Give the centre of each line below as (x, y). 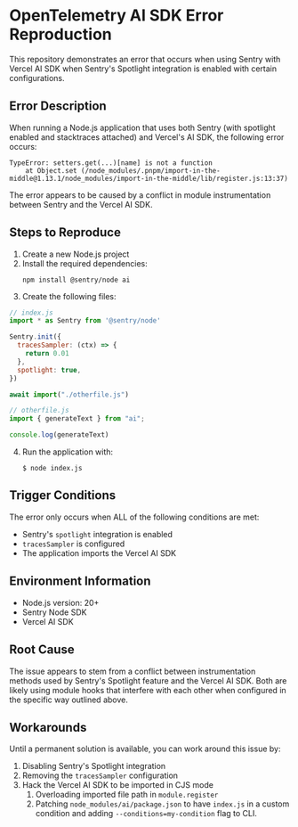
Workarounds (48, 727)
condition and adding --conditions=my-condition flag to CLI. (146, 814)
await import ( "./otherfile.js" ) (69, 394)
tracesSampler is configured (73, 544)
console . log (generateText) (59, 435)
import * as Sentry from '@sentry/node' (85, 321)
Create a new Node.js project (76, 254)
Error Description (58, 106)
